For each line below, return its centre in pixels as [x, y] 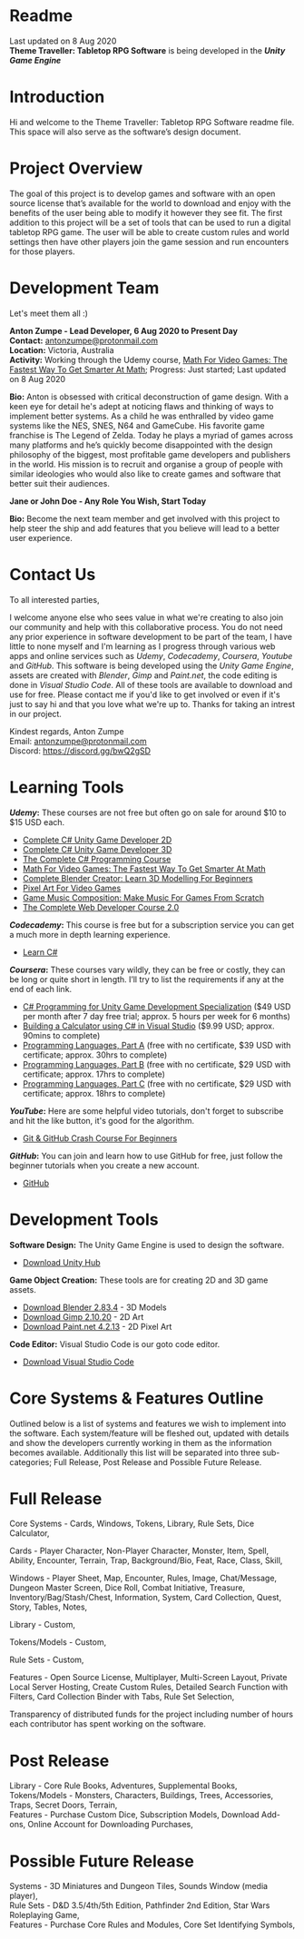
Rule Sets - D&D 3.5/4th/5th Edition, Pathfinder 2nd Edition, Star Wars [140, 1905]
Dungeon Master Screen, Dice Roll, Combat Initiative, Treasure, [127, 1588]
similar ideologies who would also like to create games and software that [145, 474]
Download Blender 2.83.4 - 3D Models [94, 1307]
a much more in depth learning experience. [90, 934]
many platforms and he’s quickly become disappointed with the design [142, 445]
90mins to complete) [61, 1035]
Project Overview [76, 168]
